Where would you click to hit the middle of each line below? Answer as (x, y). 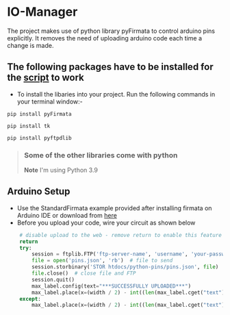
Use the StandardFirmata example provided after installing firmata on (114, 208)
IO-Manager (42, 12)
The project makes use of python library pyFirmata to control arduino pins (111, 31)
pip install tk (29, 126)
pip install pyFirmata (39, 114)
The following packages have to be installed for (110, 67)
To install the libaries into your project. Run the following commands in (116, 94)
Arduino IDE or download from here (67, 215)
